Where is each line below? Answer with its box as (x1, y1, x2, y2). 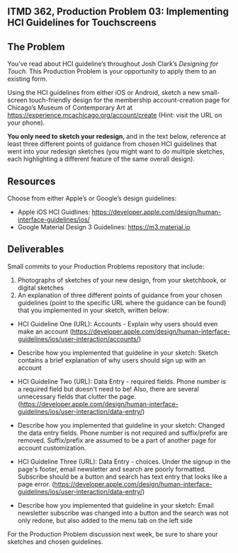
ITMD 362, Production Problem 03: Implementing (7, 6, 229, 18)
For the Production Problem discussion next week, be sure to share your (7, 530, 218, 538)
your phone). (7, 118, 45, 127)
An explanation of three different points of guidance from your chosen (17, 290, 222, 300)
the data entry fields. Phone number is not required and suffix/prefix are (17, 428, 228, 437)
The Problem (7, 40, 65, 52)
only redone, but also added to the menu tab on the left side (17, 516, 193, 525)
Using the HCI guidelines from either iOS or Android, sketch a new (7, 89, 200, 97)
